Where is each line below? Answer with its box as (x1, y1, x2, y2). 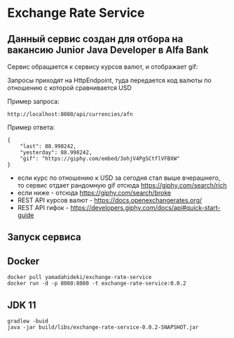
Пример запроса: (7, 97, 60, 105)
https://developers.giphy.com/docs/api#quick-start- (69, 204, 221, 212)
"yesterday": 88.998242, (20, 149, 92, 156)
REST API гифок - (17, 204, 69, 212)
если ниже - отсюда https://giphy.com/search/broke (17, 188, 172, 197)
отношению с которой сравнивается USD (7, 84, 132, 92)
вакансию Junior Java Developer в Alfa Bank (7, 44, 209, 56)
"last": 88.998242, (20, 143, 77, 150)
